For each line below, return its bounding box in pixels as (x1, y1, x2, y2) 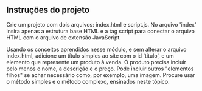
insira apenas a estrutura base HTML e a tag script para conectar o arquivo (6, 27, 195, 35)
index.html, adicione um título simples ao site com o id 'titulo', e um (6, 52, 175, 59)
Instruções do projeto (6, 5, 90, 15)
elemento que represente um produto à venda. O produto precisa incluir (6, 58, 187, 66)
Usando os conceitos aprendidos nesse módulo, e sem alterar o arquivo (6, 45, 187, 53)
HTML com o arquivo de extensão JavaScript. (6, 33, 122, 41)
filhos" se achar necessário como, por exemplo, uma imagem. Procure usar (6, 71, 196, 78)
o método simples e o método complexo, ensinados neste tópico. (6, 78, 170, 85)
